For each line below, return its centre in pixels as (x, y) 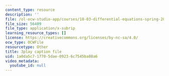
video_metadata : (22, 61)
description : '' (22, 14)
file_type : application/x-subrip (40, 28)
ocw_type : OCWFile (24, 42)
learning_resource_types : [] (36, 33)
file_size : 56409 (23, 24)
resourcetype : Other (27, 47)
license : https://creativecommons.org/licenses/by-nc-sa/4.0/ (72, 38)
